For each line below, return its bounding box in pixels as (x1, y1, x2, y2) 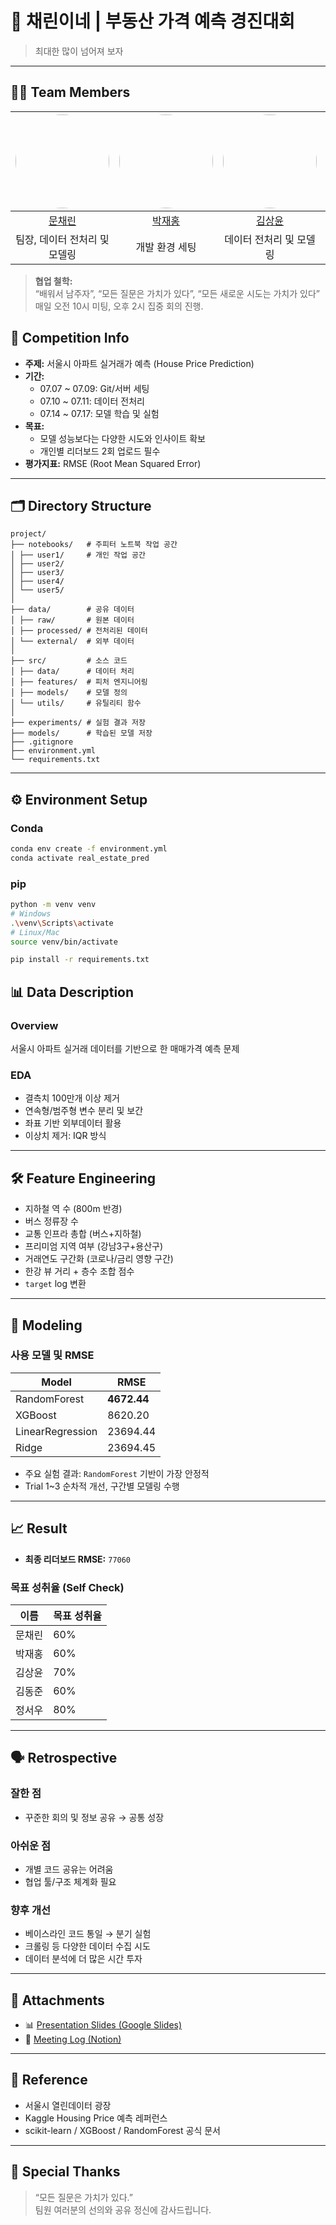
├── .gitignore (10, 737, 74, 747)
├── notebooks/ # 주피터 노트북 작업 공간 (10, 540, 178, 550)
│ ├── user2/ (10, 559, 65, 569)
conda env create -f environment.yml (10, 844, 168, 854)
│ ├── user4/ (10, 577, 65, 587)
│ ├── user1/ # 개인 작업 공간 (10, 550, 146, 561)
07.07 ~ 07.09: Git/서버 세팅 (39, 382, 150, 394)
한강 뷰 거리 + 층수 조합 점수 (24, 1265, 135, 1277)
